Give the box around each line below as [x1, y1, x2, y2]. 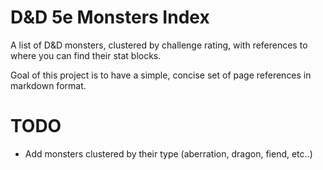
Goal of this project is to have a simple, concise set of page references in [10, 69, 312, 81]
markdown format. [10, 79, 87, 91]
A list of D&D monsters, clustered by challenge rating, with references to [10, 39, 308, 51]
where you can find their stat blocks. [10, 49, 162, 61]
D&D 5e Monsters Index [10, 6, 210, 29]
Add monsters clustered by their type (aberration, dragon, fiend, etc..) [24, 147, 313, 160]
